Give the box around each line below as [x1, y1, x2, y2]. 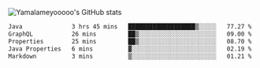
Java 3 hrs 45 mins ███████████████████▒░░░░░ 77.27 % [8, 23, 252, 31]
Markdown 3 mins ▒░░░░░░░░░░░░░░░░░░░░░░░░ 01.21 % [8, 52, 252, 60]
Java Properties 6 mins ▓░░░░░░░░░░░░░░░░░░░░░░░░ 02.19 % [8, 44, 252, 53]
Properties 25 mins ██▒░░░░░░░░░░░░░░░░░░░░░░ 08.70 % [8, 37, 252, 45]
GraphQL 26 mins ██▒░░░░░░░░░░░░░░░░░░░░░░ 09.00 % [8, 30, 252, 38]
